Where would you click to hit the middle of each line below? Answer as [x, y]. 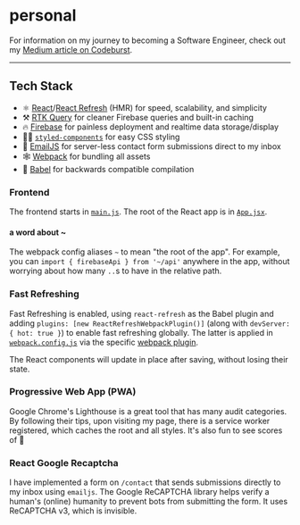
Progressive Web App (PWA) [73, 392]
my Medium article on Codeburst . [71, 49]
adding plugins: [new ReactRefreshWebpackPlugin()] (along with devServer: [150, 323]
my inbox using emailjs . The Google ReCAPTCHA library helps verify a [139, 492]
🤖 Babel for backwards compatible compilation [108, 169]
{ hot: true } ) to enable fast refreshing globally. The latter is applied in [142, 332]
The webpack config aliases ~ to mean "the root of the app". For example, [145, 252]
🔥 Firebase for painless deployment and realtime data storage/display [150, 127]
